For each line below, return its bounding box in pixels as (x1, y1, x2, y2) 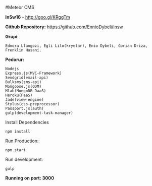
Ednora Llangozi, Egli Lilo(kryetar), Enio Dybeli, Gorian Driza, (5, 43, 148, 48)
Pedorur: (5, 56, 24, 63)
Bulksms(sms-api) (5, 80, 42, 85)
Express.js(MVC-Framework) (5, 71, 62, 76)
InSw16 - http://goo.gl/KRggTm (5, 14, 70, 20)
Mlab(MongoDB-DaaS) (5, 88, 46, 93)
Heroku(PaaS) (5, 93, 33, 98)
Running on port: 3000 (5, 175, 55, 181)
